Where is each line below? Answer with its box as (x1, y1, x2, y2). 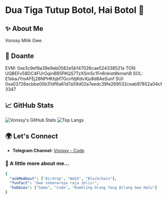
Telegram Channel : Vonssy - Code (12, 148, 85, 154)
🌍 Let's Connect (5, 132, 58, 141)
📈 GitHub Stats (5, 101, 54, 110)
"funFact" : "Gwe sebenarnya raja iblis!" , (9, 181, 99, 186)
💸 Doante (5, 52, 34, 60)
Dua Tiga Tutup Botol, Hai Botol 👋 (5, 4, 145, 16)
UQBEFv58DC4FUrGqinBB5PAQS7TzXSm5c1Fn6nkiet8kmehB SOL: (5, 70, 143, 76)
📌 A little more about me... (5, 160, 70, 167)
